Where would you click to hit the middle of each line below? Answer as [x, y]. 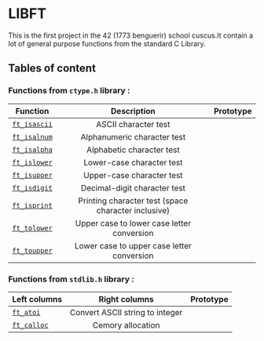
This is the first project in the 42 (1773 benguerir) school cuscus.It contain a [131, 35]
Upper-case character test [133, 175]
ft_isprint [32, 205]
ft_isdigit [32, 188]
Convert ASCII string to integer [126, 312]
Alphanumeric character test [133, 136]
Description [133, 111]
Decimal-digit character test [133, 187]
